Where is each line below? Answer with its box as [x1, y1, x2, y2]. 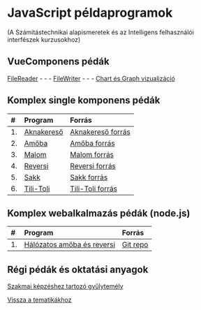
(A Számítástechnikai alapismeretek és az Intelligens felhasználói [7, 28, 194, 36]
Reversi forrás [69, 161, 117, 170]
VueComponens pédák [7, 56, 110, 68]
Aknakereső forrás [69, 127, 131, 137]
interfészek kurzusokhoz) [7, 35, 81, 43]
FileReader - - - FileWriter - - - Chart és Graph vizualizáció [7, 74, 176, 82]
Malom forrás [69, 149, 114, 159]
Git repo [121, 239, 149, 249]
